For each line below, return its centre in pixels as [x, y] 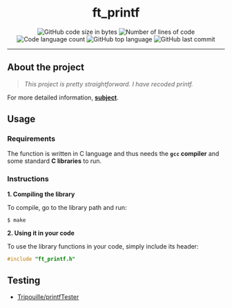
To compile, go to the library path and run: [67, 207]
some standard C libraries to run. [55, 161]
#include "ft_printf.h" [41, 259]
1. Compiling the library [41, 194]
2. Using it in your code [41, 233]
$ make [17, 220]
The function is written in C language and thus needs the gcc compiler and [113, 154]
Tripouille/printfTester [48, 297]
